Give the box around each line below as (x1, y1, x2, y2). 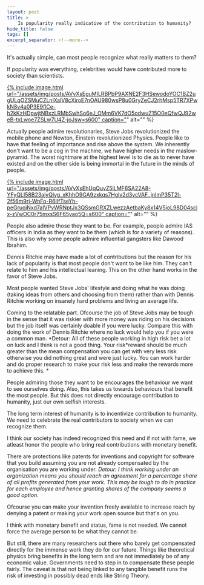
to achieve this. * (7, 367, 49, 374)
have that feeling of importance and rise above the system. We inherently (7, 141, 190, 147)
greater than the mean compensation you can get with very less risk (7, 348, 177, 355)
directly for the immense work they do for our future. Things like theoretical (7, 546, 195, 553)
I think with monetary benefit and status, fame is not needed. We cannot (7, 521, 187, 529)
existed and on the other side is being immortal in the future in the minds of (7, 160, 194, 167)
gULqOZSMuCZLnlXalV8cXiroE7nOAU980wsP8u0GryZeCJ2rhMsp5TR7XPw (7, 96, 198, 104)
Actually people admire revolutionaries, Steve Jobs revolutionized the (7, 128, 180, 135)
